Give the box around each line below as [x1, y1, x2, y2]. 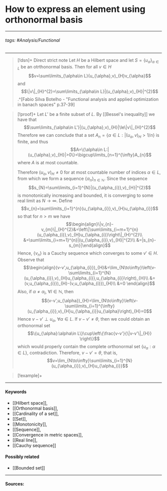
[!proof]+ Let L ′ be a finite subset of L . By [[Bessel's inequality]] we [17, 111, 155, 117]
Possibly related [5, 454, 40, 460]
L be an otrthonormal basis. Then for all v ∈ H [17, 63, 112, 71]
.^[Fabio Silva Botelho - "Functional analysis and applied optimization [17, 96, 159, 102]
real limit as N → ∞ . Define [17, 198, 73, 204]
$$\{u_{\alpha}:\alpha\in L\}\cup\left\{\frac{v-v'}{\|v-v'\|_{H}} [27, 330, 152, 336]
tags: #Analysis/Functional [5, 37, 60, 43]
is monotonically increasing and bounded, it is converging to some [17, 192, 154, 198]
